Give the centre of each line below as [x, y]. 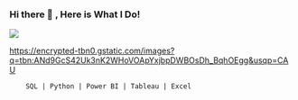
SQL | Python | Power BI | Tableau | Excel [109, 86]
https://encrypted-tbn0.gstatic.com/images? [92, 51]
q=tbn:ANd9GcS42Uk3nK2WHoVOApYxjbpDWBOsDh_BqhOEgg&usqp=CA [149, 60]
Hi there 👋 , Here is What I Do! [75, 14]
